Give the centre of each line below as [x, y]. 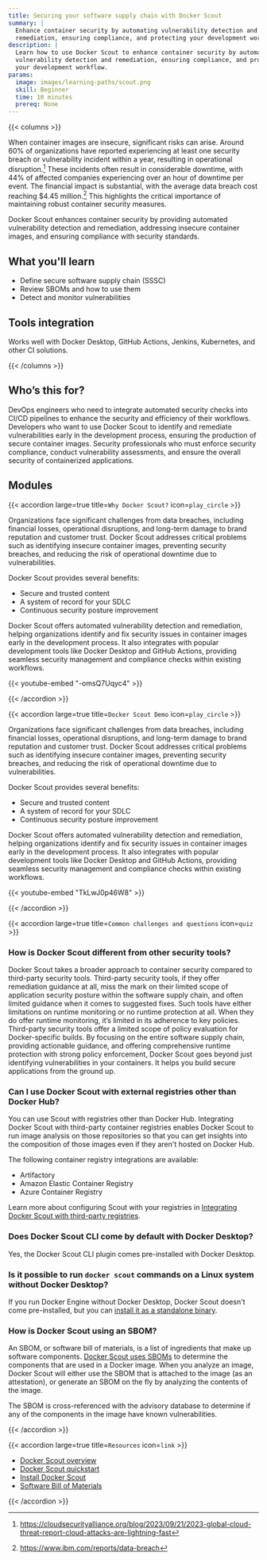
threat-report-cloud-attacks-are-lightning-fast [96, 1533]
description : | [33, 45]
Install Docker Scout [52, 1477]
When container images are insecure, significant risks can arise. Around [126, 142]
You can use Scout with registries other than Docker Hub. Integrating [121, 1119]
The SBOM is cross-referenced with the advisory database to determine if [130, 1406]
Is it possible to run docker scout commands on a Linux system [131, 1274]
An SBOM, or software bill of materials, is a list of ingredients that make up [130, 1348]
